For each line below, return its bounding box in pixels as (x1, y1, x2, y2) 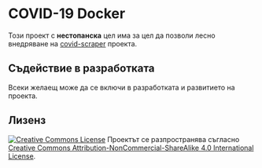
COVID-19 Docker (8, 5, 126, 23)
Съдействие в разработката (8, 62, 155, 75)
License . (8, 151, 36, 161)
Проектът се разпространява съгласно (107, 134, 240, 144)
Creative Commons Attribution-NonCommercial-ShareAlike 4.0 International (8, 143, 254, 152)
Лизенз (8, 114, 46, 127)
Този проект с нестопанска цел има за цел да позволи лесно (8, 31, 216, 40)
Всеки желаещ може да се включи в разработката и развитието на (8, 82, 235, 92)
